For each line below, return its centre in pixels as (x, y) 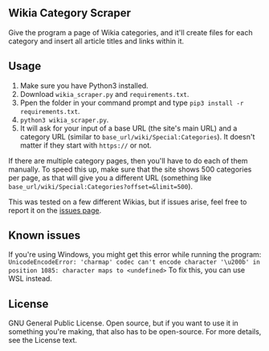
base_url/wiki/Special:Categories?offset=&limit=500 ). (101, 186)
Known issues (45, 236)
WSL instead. (30, 279)
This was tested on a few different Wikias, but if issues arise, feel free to (128, 202)
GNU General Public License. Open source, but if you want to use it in (123, 323)
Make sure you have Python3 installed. (84, 85)
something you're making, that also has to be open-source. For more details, (135, 332)
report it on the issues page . (55, 210)
